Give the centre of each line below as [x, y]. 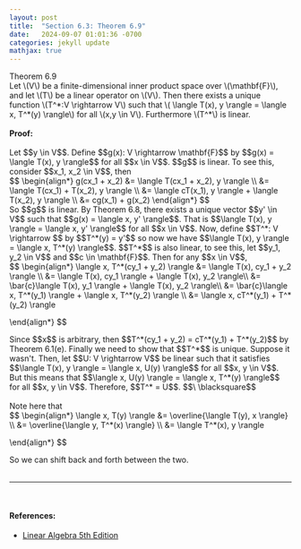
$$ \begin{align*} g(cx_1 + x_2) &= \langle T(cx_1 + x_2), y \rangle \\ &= [139, 181]
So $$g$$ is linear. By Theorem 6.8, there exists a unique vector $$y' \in [143, 210]
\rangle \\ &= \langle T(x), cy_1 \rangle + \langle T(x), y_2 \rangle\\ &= [135, 276]
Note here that [36, 406]
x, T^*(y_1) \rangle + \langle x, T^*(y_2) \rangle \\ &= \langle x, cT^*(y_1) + [143, 296]
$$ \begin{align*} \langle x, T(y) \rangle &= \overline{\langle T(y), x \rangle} [149, 416]
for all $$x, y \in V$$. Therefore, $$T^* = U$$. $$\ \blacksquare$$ [133, 387]
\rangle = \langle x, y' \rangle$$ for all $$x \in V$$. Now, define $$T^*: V [144, 228]
